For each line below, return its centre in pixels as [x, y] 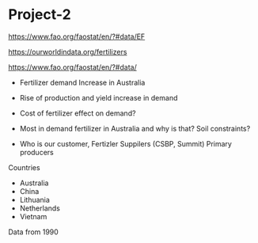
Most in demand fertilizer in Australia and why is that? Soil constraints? [135, 128]
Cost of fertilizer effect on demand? [78, 113]
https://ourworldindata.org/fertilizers [68, 51]
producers [36, 152]
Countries [25, 167]
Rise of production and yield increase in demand [99, 97]
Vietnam [33, 216]
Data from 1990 [34, 232]
